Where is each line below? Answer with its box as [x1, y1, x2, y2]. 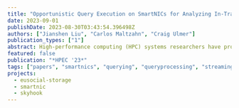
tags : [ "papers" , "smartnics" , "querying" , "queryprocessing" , [7, 63, 199, 70]
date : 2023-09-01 [7, 17, 59, 24]
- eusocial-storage [14, 76, 72, 84]
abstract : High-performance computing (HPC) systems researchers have [7, 43, 221, 50]
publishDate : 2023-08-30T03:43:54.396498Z [7, 23, 135, 31]
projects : [7, 70, 37, 77]
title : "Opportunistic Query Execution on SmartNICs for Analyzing [7, 10, 212, 18]
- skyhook [14, 90, 43, 97]
